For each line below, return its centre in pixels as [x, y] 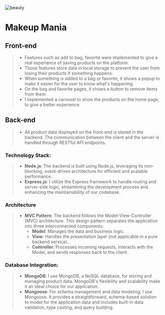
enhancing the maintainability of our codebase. [72, 192]
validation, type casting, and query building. [69, 307]
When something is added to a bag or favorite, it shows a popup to [92, 78]
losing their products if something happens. [69, 73]
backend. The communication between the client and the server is [92, 137]
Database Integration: [32, 265]
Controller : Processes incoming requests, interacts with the [93, 247]
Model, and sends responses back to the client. [80, 252]
